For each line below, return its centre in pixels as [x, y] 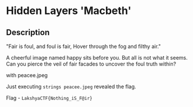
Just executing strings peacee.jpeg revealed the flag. [71, 87]
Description [28, 32]
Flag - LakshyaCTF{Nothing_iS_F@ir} [49, 98]
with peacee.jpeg [27, 75]
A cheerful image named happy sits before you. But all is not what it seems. [97, 58]
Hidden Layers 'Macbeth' [69, 11]
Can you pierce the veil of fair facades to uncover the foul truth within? [91, 64]
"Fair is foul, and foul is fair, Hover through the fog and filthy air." [83, 46]
